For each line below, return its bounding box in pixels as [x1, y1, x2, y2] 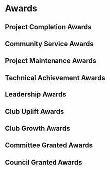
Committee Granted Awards [5, 141, 93, 150]
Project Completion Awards [5, 23, 92, 31]
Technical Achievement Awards [5, 73, 106, 82]
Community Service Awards [5, 39, 94, 48]
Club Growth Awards [5, 124, 70, 132]
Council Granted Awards [5, 158, 83, 167]
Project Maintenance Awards [5, 57, 97, 65]
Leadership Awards [5, 90, 67, 99]
